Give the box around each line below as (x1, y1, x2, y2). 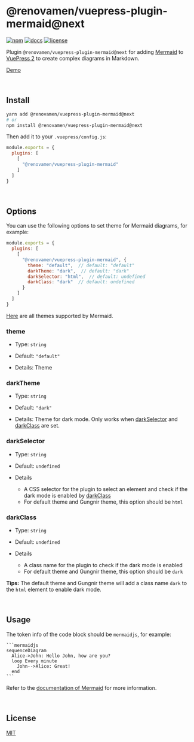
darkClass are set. (14, 422, 60, 429)
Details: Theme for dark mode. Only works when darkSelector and (14, 416, 178, 423)
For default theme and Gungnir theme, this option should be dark (23, 568, 183, 575)
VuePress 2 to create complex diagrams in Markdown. (6, 54, 140, 62)
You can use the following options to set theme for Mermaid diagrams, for (6, 222, 188, 229)
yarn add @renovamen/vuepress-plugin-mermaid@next (6, 111, 135, 117)
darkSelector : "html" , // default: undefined (27, 274, 146, 280)
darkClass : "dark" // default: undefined (27, 279, 135, 285)
